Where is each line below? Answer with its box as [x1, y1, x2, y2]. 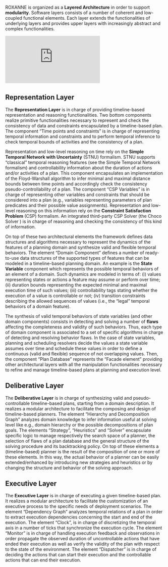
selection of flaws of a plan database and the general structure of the [5, 438, 150, 444]
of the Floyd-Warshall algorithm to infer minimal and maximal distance [5, 175, 150, 181]
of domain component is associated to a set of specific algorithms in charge [5, 329, 163, 335]
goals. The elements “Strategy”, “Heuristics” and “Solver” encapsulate [5, 427, 151, 433]
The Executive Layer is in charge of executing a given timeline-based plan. [5, 493, 161, 499]
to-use [5, 255, 19, 261]
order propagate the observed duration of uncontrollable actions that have [5, 536, 160, 542]
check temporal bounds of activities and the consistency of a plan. [5, 138, 144, 145]
